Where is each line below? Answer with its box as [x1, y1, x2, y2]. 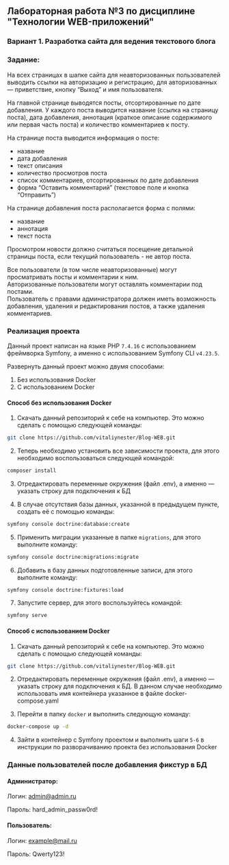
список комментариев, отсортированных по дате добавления [16, 176, 199, 184]
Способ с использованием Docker [7, 627, 110, 635]
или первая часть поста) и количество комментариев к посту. [7, 120, 189, 129]
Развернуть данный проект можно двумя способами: [7, 362, 165, 371]
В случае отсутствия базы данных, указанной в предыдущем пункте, [16, 500, 219, 508]
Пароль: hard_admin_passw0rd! [7, 805, 98, 814]
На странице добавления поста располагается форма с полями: [7, 203, 196, 212]
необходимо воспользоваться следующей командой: [16, 453, 174, 462]
